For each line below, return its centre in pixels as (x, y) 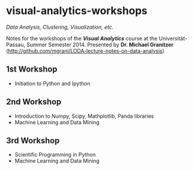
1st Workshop (32, 69)
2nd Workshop (34, 102)
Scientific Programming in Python (55, 155)
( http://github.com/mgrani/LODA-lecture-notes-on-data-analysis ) (85, 50)
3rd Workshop (33, 140)
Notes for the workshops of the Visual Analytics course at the (82, 38)
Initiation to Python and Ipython (53, 83)
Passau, (16, 45)
